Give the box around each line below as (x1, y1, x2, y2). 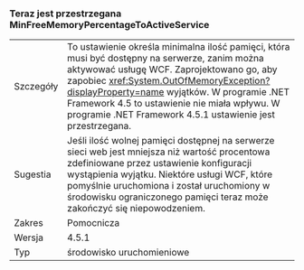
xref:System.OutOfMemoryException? (108, 75, 271, 88)
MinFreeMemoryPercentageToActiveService (9, 18, 210, 31)
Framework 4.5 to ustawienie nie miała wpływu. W (67, 98, 280, 110)
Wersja (14, 231, 43, 244)
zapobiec (67, 75, 107, 88)
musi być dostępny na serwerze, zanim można (67, 52, 264, 65)
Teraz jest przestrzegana (9, 7, 122, 20)
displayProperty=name (67, 86, 165, 98)
